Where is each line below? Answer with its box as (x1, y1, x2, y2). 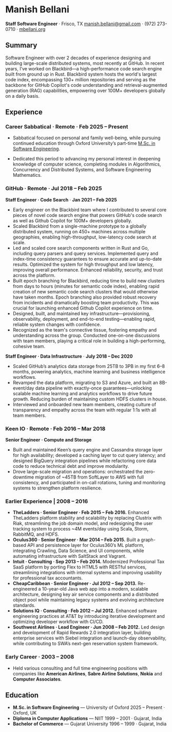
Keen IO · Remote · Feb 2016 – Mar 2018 (5, 425, 106, 432)
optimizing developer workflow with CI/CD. (12, 618, 104, 625)
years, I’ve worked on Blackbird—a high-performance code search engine (5, 65, 162, 71)
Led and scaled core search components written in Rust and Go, (12, 245, 149, 251)
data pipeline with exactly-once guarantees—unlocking (35, 385, 152, 391)
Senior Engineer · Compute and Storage (5, 437, 92, 443)
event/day (12, 385, 34, 391)
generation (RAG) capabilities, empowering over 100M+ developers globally (5, 87, 165, 94)
